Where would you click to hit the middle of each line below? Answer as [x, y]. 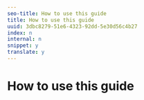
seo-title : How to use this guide [57, 13]
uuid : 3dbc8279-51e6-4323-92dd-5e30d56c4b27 [72, 26]
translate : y [26, 52]
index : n [20, 33]
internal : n [24, 39]
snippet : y [23, 46]
